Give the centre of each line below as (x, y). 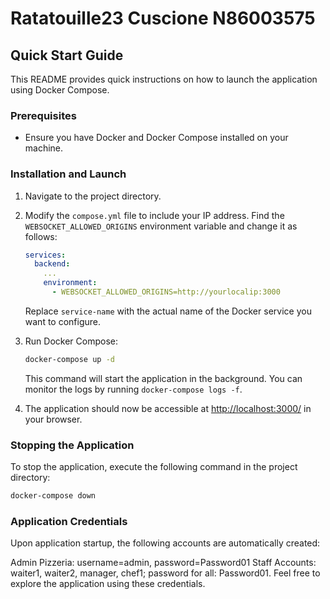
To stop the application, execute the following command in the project (154, 467)
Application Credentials (69, 521)
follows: (41, 236)
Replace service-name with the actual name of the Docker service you (168, 311)
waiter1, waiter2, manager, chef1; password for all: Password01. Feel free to (165, 573)
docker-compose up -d (69, 359)
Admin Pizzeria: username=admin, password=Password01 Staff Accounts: (163, 563)
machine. (44, 148)
